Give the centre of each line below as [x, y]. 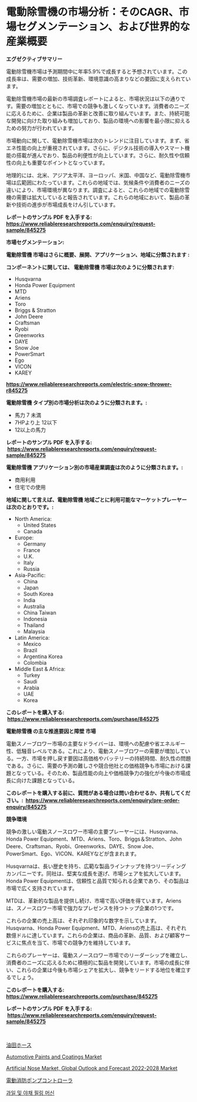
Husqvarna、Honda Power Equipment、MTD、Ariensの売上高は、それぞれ [96, 928]
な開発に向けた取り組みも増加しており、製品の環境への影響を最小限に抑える [98, 121]
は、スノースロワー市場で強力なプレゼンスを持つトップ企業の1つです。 [91, 908]
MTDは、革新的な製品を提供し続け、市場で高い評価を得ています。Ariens [94, 901]
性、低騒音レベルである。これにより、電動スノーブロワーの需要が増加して [96, 751]
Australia [34, 606]
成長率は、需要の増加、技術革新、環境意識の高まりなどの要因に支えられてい [98, 79]
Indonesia [35, 619]
